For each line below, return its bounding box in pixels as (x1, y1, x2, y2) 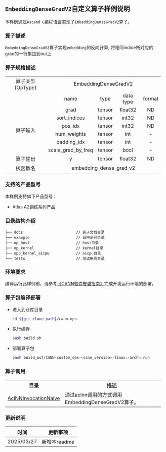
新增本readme (41, 438, 75, 445)
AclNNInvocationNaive (7, 395, 60, 402)
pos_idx (61, 123, 80, 130)
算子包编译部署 (5, 294, 41, 301)
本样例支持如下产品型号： (5, 193, 57, 199)
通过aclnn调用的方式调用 (65, 391, 123, 398)
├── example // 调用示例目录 (5, 235, 105, 240)
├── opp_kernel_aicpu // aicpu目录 (5, 251, 101, 256)
